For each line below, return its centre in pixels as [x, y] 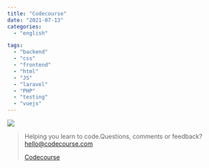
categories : [24, 26]
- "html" [26, 71]
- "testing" [31, 97]
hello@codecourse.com [59, 144]
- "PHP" [25, 91]
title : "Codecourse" [37, 14]
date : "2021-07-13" [36, 20]
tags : [15, 46]
